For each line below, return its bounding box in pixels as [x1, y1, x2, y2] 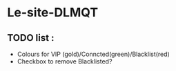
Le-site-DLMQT [7, 5, 99, 20]
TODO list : [7, 32, 55, 44]
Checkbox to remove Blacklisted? [17, 57, 113, 66]
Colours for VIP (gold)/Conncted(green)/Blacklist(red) [17, 50, 170, 58]
